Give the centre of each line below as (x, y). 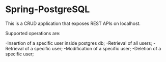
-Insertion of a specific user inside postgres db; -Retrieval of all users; (79, 43)
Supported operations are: (33, 33)
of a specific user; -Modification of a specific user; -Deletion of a (93, 48)
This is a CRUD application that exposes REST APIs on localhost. (73, 23)
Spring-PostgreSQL (48, 9)
